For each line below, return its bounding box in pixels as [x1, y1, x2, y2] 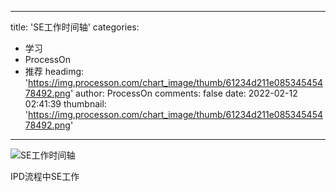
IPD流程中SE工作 [10, 171, 80, 182]
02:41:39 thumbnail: [24, 98, 107, 110]
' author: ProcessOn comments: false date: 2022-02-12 [69, 87, 298, 99]
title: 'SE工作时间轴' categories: [10, 21, 140, 33]
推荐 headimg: [24, 66, 85, 77]
